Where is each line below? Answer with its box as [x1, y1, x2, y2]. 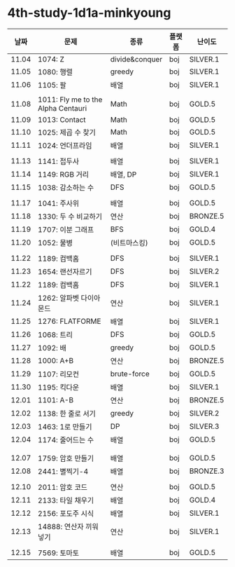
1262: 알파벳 [37, 293, 80, 303]
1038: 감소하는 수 [37, 182, 94, 192]
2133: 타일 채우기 [37, 496, 94, 505]
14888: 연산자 [37, 521, 84, 531]
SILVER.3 [189, 421, 220, 431]
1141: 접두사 [37, 156, 80, 166]
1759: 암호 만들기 [37, 453, 94, 463]
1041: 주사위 [37, 198, 80, 208]
